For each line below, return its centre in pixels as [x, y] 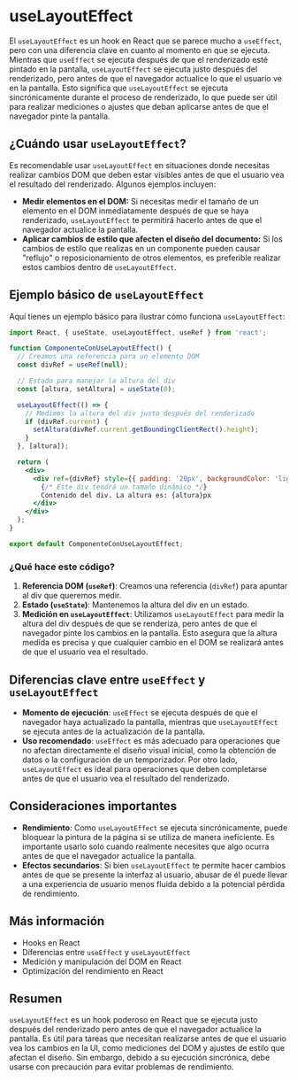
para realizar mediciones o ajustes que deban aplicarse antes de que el [139, 106]
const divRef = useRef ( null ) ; [72, 365]
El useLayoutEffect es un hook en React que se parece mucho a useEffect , [146, 41]
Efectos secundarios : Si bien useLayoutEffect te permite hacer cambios [154, 865]
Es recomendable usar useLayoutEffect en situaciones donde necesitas [140, 165]
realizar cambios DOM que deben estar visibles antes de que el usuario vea [147, 174]
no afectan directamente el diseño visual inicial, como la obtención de [149, 750]
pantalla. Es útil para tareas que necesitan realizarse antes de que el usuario [148, 1039]
